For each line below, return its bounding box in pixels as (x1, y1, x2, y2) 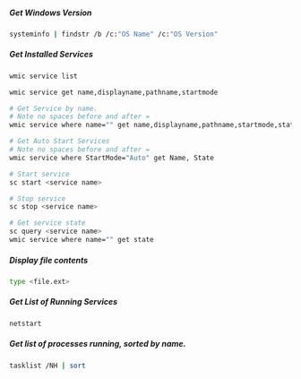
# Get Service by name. (9, 104, 99, 113)
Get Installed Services (9, 49, 94, 60)
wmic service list (9, 72, 78, 81)
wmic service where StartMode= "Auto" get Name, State (9, 153, 215, 162)
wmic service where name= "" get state (9, 236, 154, 245)
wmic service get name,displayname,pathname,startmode (9, 88, 219, 97)
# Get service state (9, 219, 87, 228)
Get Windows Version (9, 7, 92, 18)
